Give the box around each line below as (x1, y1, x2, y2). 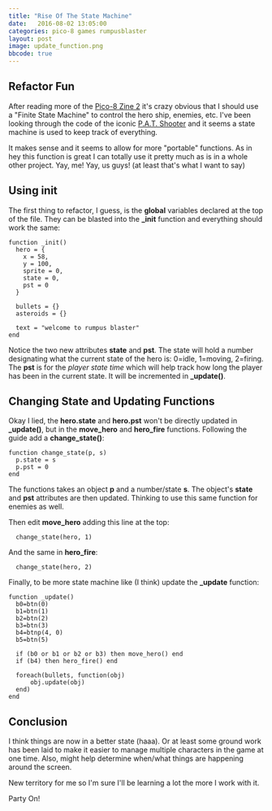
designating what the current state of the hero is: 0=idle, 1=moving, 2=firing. (8, 353, 264, 363)
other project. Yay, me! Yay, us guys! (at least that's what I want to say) (8, 160, 246, 170)
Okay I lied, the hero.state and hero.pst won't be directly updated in (8, 416, 238, 426)
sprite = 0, (23, 267, 63, 275)
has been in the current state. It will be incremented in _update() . (8, 371, 226, 380)
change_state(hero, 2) (15, 563, 93, 571)
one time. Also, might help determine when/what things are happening (8, 753, 244, 764)
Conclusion (8, 714, 68, 728)
